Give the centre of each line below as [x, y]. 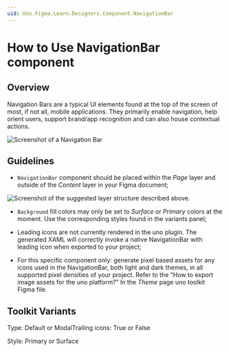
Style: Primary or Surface [43, 341]
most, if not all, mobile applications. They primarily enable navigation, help [112, 112]
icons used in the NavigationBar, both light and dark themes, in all [110, 268]
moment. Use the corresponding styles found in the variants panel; [112, 219]
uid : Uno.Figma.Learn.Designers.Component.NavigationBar [90, 13]
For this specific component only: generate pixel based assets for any [116, 260]
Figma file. [32, 289]
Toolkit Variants [42, 311]
